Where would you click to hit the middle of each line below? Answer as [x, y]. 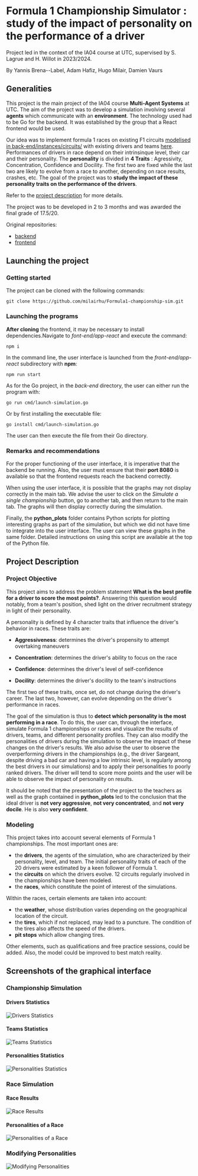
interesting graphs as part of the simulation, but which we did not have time [98, 525]
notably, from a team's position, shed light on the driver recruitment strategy [99, 604]
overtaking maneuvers [42, 646]
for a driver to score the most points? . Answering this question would [92, 598]
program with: [23, 391]
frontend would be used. [36, 128]
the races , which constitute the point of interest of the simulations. [96, 887]
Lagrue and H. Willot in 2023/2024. [49, 59]
